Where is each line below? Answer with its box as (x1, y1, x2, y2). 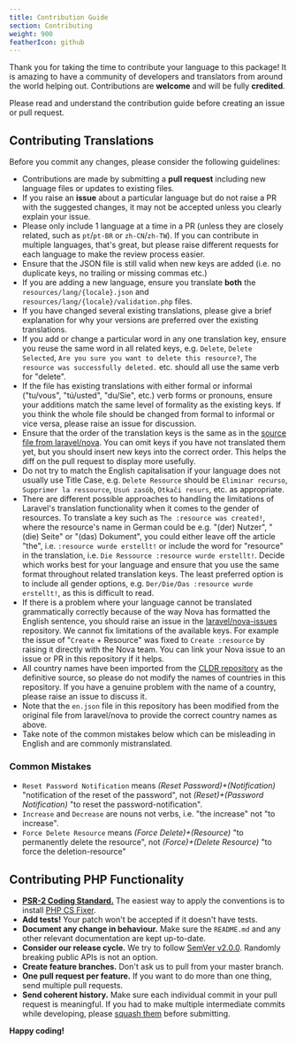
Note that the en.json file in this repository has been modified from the (21, 701, 280, 711)
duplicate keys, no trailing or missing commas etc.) (21, 267, 208, 279)
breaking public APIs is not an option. (21, 952, 158, 963)
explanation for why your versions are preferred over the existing (21, 315, 259, 326)
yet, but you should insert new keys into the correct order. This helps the (21, 446, 287, 457)
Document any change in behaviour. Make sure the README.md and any (21, 924, 281, 934)
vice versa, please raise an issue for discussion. (21, 418, 197, 430)
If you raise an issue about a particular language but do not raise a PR (21, 192, 277, 204)
